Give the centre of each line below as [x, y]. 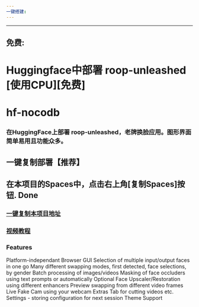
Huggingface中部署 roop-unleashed [96, 70]
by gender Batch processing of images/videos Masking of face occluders [96, 273]
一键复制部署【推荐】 [45, 162]
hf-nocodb [33, 113]
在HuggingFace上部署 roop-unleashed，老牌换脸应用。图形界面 [99, 132]
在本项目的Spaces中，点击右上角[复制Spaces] [92, 184]
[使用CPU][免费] [46, 85]
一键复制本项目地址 [33, 214]
